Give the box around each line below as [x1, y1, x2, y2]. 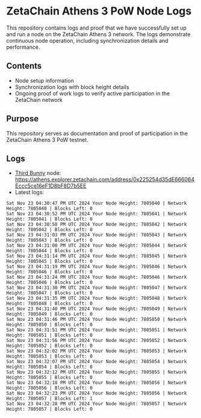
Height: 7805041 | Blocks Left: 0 [6, 216, 93, 223]
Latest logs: [14, 189, 44, 196]
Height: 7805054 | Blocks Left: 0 [6, 364, 93, 370]
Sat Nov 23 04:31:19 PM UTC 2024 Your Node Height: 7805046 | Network [6, 264, 187, 270]
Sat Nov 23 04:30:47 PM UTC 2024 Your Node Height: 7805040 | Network [6, 200, 187, 206]
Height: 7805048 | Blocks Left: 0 [6, 300, 93, 307]
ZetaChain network [14, 96, 63, 103]
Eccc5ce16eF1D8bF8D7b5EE [14, 182, 87, 189]
